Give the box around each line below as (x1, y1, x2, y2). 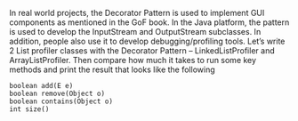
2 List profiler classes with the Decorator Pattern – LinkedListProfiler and (9, 45, 275, 56)
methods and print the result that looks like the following (9, 64, 215, 75)
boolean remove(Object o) (9, 89, 105, 98)
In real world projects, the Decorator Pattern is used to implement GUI (9, 8, 265, 18)
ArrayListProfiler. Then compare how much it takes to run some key (9, 55, 256, 65)
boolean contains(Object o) (9, 97, 114, 106)
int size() (9, 105, 50, 114)
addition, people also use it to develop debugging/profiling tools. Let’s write (9, 36, 286, 46)
